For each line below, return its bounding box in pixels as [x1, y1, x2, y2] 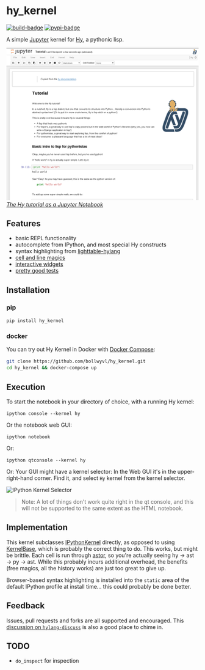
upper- [177, 468, 195, 475]
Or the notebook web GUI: [6, 421, 72, 429]
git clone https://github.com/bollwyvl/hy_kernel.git [6, 358, 146, 364]
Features [6, 218, 41, 229]
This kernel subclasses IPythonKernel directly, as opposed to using [6, 539, 175, 546]
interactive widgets [15, 260, 63, 268]
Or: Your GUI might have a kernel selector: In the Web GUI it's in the [6, 468, 176, 475]
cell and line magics [15, 254, 65, 262]
